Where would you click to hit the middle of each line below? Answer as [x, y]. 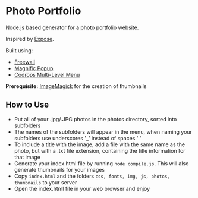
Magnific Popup [34, 68]
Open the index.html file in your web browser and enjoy [82, 188]
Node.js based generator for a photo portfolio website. [72, 27]
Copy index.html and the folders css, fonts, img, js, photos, [92, 176]
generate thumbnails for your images [59, 169]
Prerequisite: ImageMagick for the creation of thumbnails [76, 86]
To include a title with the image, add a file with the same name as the [100, 144]
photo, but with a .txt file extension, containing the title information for [100, 150]
